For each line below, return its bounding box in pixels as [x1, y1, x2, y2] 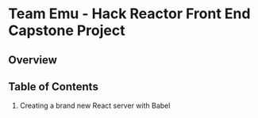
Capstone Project [8, 21, 125, 40]
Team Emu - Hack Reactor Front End [8, 5, 251, 23]
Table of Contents [8, 80, 99, 93]
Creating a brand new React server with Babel [19, 101, 171, 111]
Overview [8, 53, 58, 67]
